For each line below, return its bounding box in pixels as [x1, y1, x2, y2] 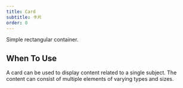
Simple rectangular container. [6, 36, 79, 43]
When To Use [6, 53, 57, 63]
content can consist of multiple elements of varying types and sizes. [6, 76, 174, 83]
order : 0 [6, 20, 28, 26]
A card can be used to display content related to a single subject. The [6, 69, 177, 76]
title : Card [6, 8, 36, 15]
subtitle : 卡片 [6, 14, 42, 20]
